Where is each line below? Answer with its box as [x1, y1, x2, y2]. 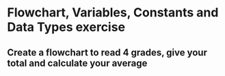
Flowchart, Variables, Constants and [7, 5, 219, 21]
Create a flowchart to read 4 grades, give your [7, 47, 207, 58]
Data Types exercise [7, 19, 125, 35]
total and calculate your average [7, 57, 148, 69]
